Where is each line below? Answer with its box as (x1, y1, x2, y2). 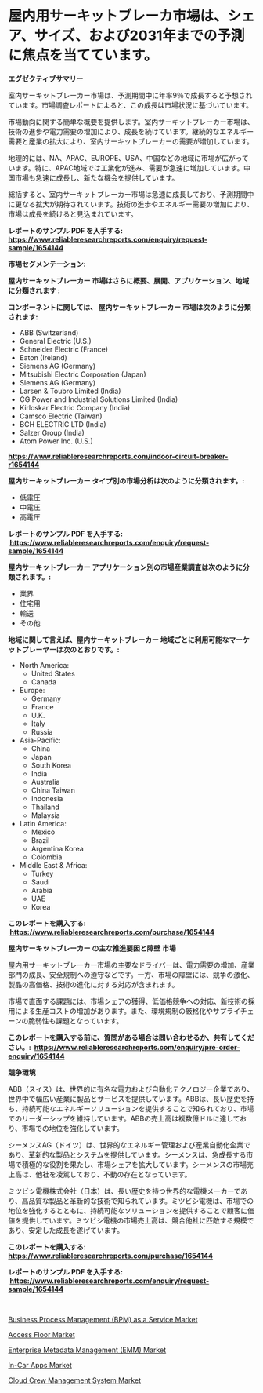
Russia (31, 727, 53, 736)
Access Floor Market (8, 1329, 76, 1339)
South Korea (31, 760, 72, 770)
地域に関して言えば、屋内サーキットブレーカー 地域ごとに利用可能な (8, 635, 229, 644)
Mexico (31, 827, 56, 837)
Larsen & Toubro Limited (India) (19, 386, 121, 396)
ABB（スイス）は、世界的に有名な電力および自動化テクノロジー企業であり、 (8, 1084, 254, 1093)
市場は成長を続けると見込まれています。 (8, 209, 139, 218)
